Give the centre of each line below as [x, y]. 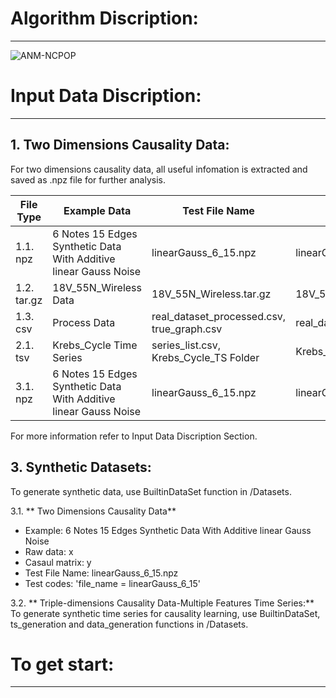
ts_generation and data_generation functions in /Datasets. [129, 624]
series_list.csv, [186, 345]
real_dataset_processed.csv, [219, 316]
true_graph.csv [187, 329]
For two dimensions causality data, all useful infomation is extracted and [159, 169]
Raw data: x [49, 551]
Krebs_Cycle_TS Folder [205, 357]
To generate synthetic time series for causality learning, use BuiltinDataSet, [165, 613]
